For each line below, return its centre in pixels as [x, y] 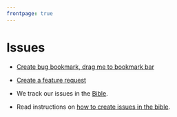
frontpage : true [30, 13]
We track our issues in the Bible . [62, 93]
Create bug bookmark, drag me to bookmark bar [85, 67]
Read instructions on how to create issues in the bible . [93, 107]
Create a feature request [51, 80]
